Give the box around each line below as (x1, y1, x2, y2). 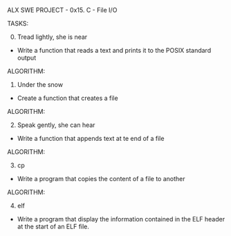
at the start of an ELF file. (17, 222, 90, 230)
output (17, 53, 37, 62)
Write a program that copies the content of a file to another (17, 175, 185, 183)
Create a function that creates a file (17, 94, 119, 102)
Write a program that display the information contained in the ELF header (17, 215, 225, 223)
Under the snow (17, 81, 64, 89)
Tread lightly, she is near (17, 33, 88, 41)
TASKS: (7, 19, 29, 27)
